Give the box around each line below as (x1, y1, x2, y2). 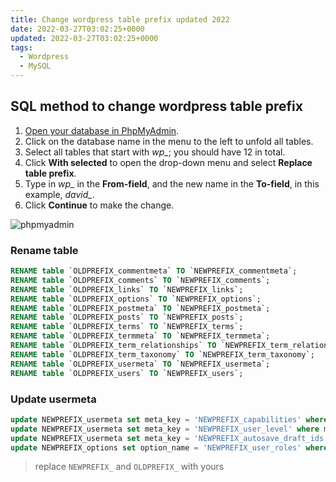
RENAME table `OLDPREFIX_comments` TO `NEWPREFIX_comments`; (10, 275, 271, 285)
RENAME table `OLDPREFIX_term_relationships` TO (10, 341, 217, 351)
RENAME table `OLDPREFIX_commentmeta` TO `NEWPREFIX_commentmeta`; (10, 266, 298, 276)
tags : (10, 42, 33, 53)
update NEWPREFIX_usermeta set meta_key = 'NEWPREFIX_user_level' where (10, 424, 320, 434)
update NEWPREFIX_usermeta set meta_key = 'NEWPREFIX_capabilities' (10, 414, 302, 425)
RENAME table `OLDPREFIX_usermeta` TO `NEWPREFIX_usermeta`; (10, 359, 271, 369)
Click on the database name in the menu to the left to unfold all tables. (24, 135, 314, 147)
